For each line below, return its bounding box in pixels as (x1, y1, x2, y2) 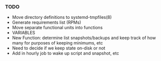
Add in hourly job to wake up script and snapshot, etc (12, 50, 119, 56)
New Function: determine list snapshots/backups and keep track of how (12, 35, 156, 41)
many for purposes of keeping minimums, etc (12, 40, 103, 46)
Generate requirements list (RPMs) (12, 19, 81, 25)
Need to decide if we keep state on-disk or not (12, 45, 106, 51)
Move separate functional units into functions (12, 25, 103, 30)
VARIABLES (12, 30, 35, 36)
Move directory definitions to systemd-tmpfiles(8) (12, 15, 112, 20)
